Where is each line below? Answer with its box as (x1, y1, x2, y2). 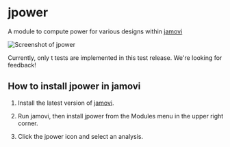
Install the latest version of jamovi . (17, 99, 115, 107)
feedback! (8, 61, 36, 69)
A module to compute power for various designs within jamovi (8, 27, 183, 35)
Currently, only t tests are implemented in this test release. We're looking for (8, 53, 222, 62)
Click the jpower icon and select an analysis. (17, 132, 143, 140)
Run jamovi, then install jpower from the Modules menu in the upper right (17, 112, 224, 120)
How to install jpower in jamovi (8, 80, 141, 93)
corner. (17, 119, 38, 127)
